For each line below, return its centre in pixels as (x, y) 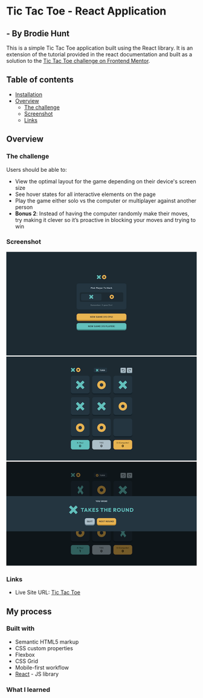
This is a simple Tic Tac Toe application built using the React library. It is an (100, 48)
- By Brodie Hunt (38, 34)
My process (29, 611)
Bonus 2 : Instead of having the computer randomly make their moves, (102, 214)
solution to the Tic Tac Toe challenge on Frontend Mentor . (78, 61)
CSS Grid (26, 661)
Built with (21, 628)
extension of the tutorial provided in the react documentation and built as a (99, 54)
